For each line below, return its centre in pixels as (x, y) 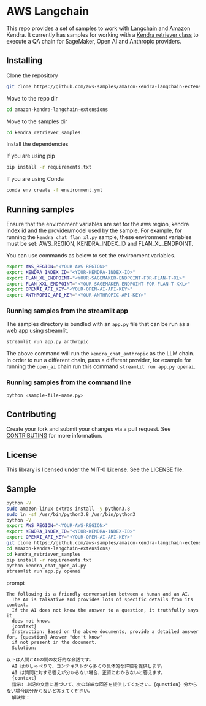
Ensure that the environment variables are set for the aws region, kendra (98, 224)
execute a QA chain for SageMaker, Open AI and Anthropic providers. (94, 41)
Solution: (24, 648)
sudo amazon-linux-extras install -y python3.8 (68, 509)
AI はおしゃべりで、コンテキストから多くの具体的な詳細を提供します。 (89, 666)
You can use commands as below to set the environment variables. (91, 255)
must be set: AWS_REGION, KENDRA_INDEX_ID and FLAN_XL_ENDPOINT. (100, 243)
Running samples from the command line (69, 382)
